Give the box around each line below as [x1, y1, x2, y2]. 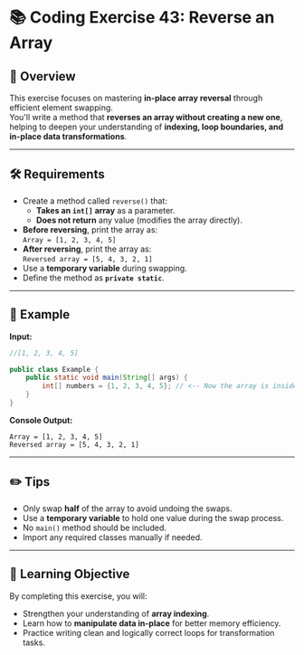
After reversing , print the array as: [22, 243, 152, 254]
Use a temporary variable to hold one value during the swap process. [22, 512, 284, 523]
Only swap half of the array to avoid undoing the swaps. [22, 503, 233, 514]
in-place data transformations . [9, 131, 128, 141]
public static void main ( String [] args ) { [25, 373, 188, 383]
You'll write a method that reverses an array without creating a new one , [9, 112, 283, 122]
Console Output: [9, 414, 73, 425]
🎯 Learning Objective [9, 566, 130, 582]
